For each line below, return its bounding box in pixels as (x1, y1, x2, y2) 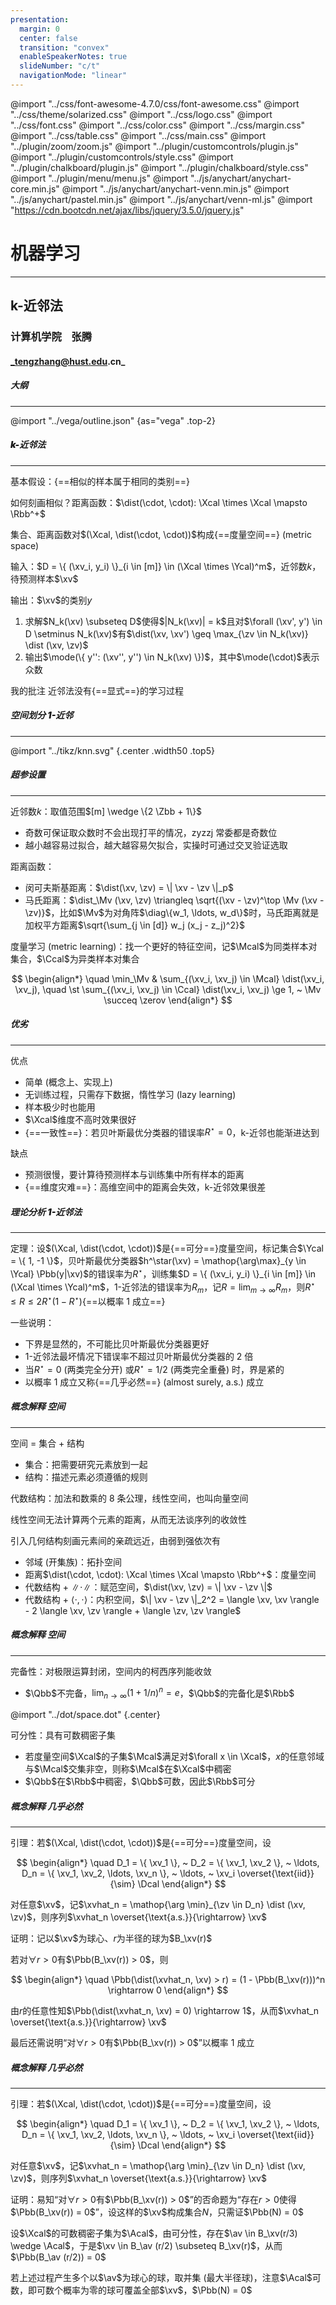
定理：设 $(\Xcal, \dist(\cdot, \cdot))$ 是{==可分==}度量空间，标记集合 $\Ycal (10, 1242, 324, 1255)
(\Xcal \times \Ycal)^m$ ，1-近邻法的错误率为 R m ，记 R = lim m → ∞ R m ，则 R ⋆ (10, 1279, 316, 1295)
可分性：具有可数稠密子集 (10, 1729, 116, 1741)
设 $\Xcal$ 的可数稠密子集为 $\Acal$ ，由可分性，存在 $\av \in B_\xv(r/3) (10, 2227, 298, 2239)
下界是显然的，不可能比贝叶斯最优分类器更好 (24, 1337, 210, 1350)
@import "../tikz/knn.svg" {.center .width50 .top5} (10, 744, 215, 756)
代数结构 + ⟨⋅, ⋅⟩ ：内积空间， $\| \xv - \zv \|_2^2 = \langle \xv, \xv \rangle (24, 1593, 320, 1605)
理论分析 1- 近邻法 (10, 1206, 83, 1218)
